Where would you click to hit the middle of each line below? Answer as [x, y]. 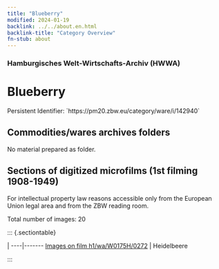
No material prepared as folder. [51, 149]
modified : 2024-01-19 [38, 20]
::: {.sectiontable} [32, 232]
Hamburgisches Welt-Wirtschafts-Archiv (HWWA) [94, 63]
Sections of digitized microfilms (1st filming [103, 171]
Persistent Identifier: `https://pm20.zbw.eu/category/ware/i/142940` [104, 110]
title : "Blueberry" [35, 13]
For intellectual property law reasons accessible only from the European [109, 198]
